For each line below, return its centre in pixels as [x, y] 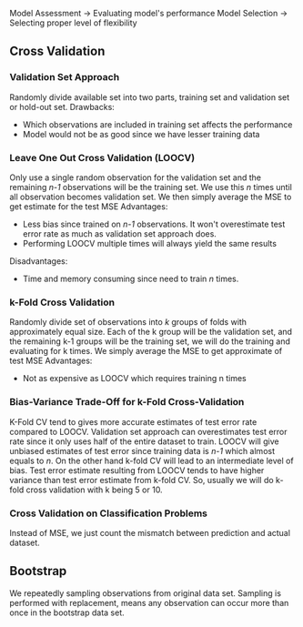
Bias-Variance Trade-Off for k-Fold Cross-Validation [127, 402]
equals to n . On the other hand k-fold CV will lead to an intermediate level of [151, 460]
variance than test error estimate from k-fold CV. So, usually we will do [142, 480]
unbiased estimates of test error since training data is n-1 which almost [142, 450]
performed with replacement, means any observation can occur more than [149, 602]
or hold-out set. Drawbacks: [62, 106]
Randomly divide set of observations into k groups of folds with [128, 322]
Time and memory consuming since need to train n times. [131, 278]
